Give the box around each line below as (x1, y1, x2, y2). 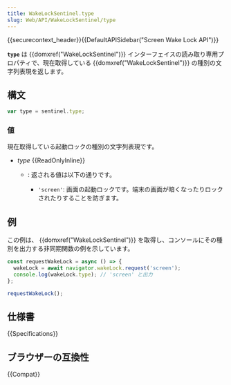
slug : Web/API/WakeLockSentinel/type (7, 17, 116, 24)
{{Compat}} (7, 370, 40, 379)
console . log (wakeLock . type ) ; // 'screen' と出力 (13, 271, 154, 279)
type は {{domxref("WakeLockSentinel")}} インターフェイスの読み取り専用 (7, 50, 219, 58)
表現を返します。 (19, 67, 68, 75)
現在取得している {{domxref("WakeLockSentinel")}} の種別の (42, 58, 216, 66)
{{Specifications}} (7, 330, 59, 338)
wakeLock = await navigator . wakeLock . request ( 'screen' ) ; (13, 265, 181, 272)
